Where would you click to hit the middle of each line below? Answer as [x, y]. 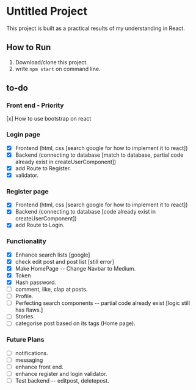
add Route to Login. [40, 225]
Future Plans [25, 340]
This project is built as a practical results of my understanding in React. [96, 28]
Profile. [24, 296]
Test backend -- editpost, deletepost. [62, 380]
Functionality [27, 241]
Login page [24, 135]
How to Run [29, 47]
